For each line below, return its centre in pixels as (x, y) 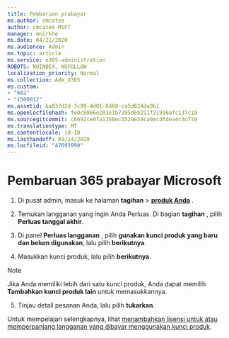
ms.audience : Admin (36, 47)
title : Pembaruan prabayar (47, 14)
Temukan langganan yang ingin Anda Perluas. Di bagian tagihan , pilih (120, 214)
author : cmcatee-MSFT (39, 27)
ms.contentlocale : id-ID (44, 133)
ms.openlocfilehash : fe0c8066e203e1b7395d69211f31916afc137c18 (102, 113)
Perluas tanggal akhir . (51, 222)
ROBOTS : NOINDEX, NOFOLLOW (47, 67)
